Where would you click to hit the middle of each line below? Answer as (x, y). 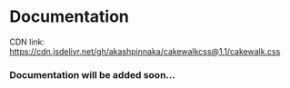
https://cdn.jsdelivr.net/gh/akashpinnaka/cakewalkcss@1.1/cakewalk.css (145, 51)
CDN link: (27, 42)
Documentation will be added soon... (92, 74)
